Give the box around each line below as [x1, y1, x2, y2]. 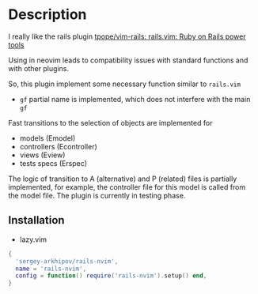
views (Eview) [19, 150, 66, 160]
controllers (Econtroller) [19, 141, 97, 151]
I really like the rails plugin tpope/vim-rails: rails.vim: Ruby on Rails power [8, 32, 247, 41]
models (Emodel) [19, 133, 76, 143]
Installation [8, 213, 65, 227]
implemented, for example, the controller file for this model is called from [8, 182, 246, 191]
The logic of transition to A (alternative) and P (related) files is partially [8, 174, 237, 183]
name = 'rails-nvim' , [15, 265, 87, 273]
